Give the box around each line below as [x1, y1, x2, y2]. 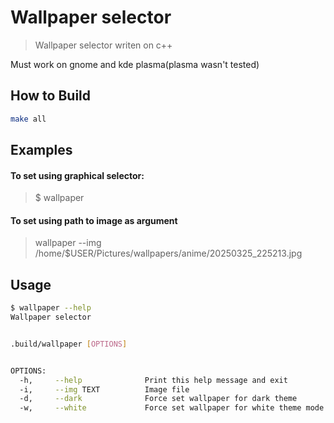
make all [10, 114, 47, 124]
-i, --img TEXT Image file [19, 384, 190, 395]
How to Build [10, 87, 92, 105]
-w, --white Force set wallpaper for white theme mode [19, 403, 325, 413]
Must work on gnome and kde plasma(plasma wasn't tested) [10, 58, 260, 70]
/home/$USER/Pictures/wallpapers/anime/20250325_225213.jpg [34, 247, 303, 260]
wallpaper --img [34, 237, 102, 249]
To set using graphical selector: [10, 169, 145, 181]
